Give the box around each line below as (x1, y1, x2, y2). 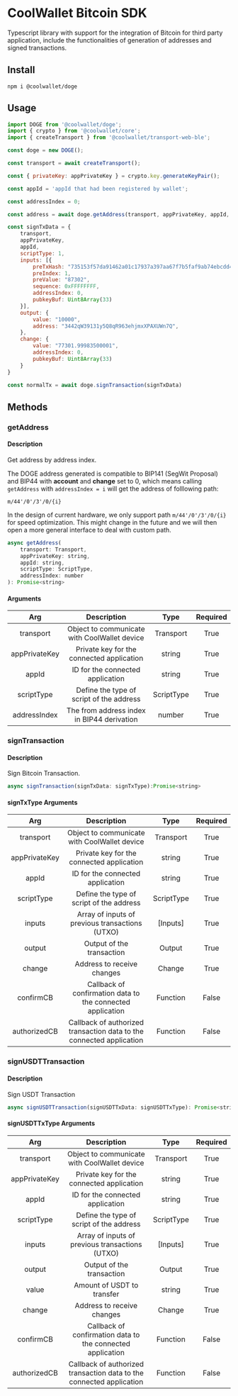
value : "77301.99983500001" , (33, 342, 119, 350)
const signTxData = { (7, 223, 72, 231)
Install (7, 64, 35, 76)
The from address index (66, 705, 147, 715)
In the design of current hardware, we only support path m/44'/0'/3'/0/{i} (7, 510, 227, 519)
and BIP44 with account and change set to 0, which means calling (7, 476, 203, 485)
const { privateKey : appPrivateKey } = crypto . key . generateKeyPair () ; (7, 172, 220, 179)
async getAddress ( (7, 539, 62, 547)
